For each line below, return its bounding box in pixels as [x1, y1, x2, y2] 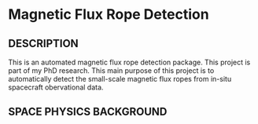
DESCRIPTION [8, 37, 79, 50]
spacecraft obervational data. [8, 82, 104, 92]
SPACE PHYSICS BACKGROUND [8, 105, 168, 119]
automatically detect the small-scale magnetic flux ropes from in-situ [8, 75, 232, 83]
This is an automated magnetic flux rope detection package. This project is [8, 57, 251, 67]
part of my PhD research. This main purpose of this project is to [8, 66, 215, 75]
